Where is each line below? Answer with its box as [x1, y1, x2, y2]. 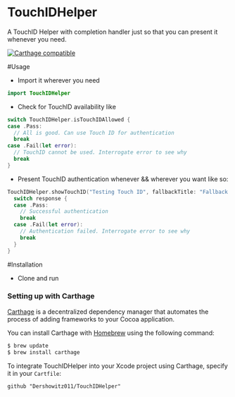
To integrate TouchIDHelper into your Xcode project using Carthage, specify [7, 361, 229, 370]
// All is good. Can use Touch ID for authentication [13, 129, 174, 136]
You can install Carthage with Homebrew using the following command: [7, 329, 215, 337]
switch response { [13, 195, 68, 202]
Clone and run [17, 274, 59, 282]
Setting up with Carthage [7, 291, 95, 301]
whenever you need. [7, 35, 67, 43]
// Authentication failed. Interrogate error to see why [20, 228, 191, 235]
